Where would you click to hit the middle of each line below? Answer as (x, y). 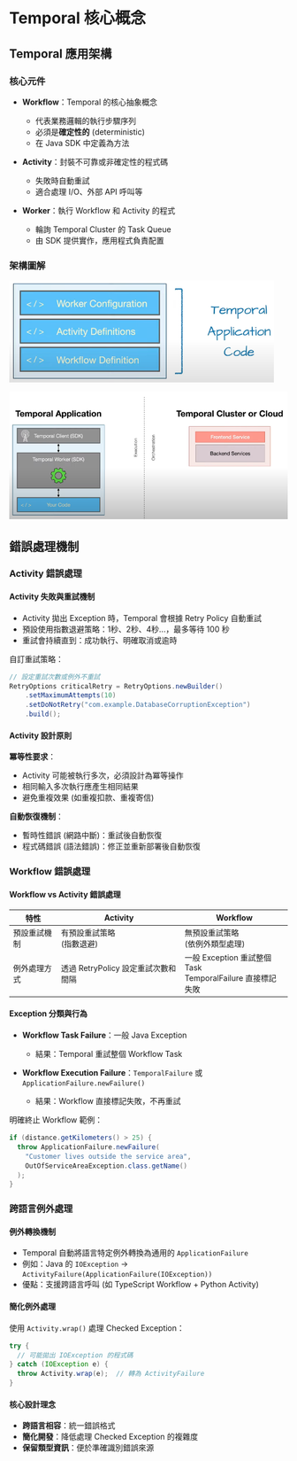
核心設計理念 (32, 1404)
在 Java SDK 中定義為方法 (82, 143)
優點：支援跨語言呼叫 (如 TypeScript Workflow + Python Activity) (140, 1285)
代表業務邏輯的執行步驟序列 (86, 120)
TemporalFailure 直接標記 (230, 978)
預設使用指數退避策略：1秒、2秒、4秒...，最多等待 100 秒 (126, 629)
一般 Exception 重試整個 (228, 958)
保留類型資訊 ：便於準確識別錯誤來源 (88, 1448)
